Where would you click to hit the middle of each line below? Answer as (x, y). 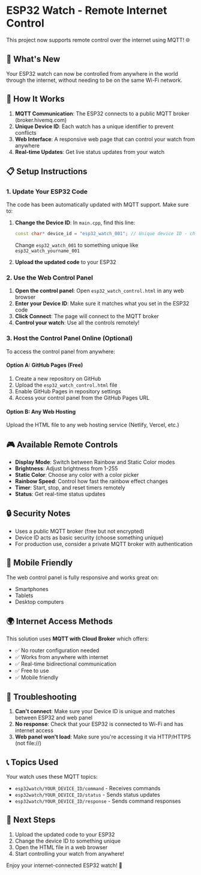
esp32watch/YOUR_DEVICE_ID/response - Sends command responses (98, 801)
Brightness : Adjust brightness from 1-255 (66, 468)
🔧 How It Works (35, 99)
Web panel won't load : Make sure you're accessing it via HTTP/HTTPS (103, 737)
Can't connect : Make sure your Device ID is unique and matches (95, 711)
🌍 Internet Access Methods (59, 621)
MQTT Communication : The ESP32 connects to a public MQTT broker (102, 113)
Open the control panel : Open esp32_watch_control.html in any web (99, 291)
